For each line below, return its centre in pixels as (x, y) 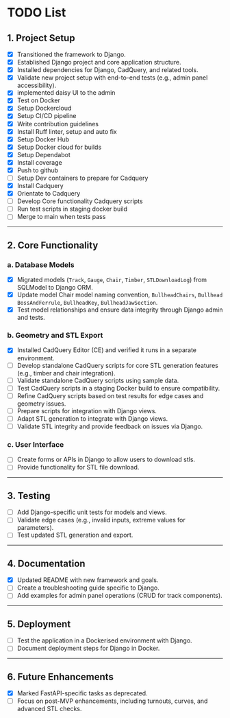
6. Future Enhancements (61, 676)
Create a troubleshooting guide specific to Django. (88, 588)
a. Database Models (41, 264)
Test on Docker (38, 100)
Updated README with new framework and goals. (88, 580)
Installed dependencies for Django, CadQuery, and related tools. (107, 70)
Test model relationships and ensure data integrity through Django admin (120, 310)
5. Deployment (39, 624)
